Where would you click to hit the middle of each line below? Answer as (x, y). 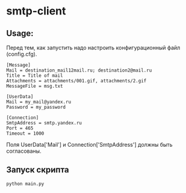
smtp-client (36, 11)
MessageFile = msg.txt (35, 86)
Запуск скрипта (38, 170)
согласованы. (24, 151)
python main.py (25, 184)
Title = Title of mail (35, 76)
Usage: (20, 33)
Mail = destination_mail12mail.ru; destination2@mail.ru (79, 70)
